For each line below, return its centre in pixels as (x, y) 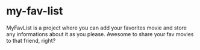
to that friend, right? (31, 40)
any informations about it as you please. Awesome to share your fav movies (100, 34)
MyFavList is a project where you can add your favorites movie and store (96, 28)
